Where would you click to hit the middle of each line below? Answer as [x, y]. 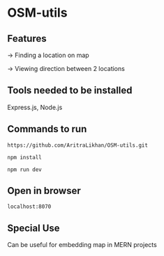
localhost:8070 [29, 207]
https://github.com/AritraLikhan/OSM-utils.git [78, 145]
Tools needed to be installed [70, 91]
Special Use [34, 228]
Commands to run [47, 129]
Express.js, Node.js [35, 107]
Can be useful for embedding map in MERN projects [82, 245]
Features [27, 39]
